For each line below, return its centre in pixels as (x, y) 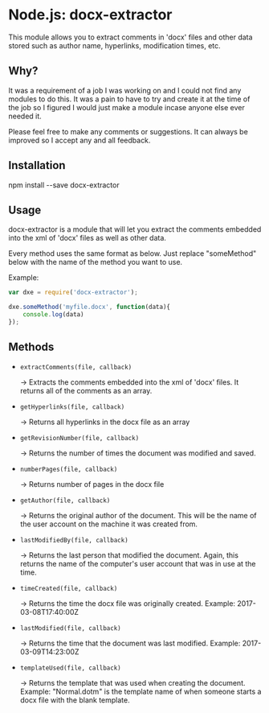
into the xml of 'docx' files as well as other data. (88, 238)
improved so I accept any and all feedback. (79, 140)
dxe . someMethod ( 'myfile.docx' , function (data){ (90, 307)
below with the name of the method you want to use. (96, 262)
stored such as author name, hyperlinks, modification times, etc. (114, 45)
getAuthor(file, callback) (65, 501)
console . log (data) (53, 315)
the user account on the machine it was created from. (109, 524)
